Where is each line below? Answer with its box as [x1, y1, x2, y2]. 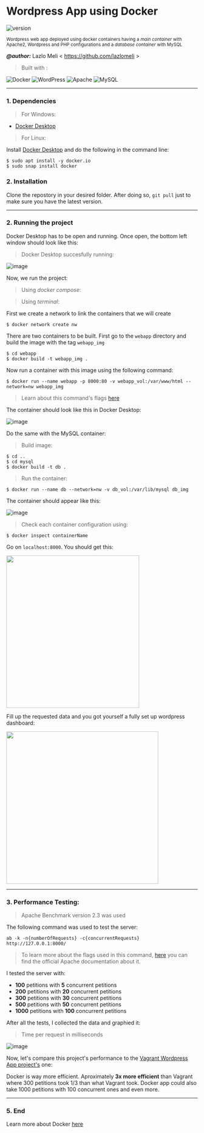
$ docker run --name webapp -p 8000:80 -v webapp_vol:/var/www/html [6, 378, 183, 385]
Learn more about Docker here [6, 1120, 84, 1128]
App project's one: [6, 1061, 53, 1068]
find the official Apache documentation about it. [21, 958, 141, 965]
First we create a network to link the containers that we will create [6, 310, 171, 317]
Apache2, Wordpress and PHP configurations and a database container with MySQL [6, 41, 183, 48]
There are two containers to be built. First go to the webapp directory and [6, 332, 186, 339]
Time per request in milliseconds [21, 1031, 103, 1039]
